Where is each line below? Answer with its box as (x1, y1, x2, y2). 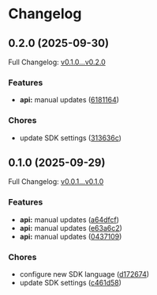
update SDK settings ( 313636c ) (19, 132, 122, 143)
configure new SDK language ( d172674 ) (19, 270, 150, 278)
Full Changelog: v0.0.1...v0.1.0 (8, 177, 104, 186)
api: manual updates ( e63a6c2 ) (19, 223, 122, 232)
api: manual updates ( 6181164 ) (19, 95, 120, 105)
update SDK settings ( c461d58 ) (19, 278, 122, 287)
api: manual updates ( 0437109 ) (19, 232, 122, 241)
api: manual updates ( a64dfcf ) (19, 215, 120, 224)
